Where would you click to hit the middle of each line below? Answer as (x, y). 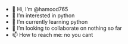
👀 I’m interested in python (43, 15)
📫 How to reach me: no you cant (52, 35)
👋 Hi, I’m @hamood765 (40, 9)
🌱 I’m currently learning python (50, 22)
